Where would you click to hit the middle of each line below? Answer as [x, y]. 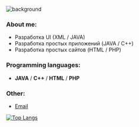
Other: [16, 93]
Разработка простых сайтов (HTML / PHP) [68, 50]
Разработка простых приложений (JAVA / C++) [74, 44]
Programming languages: [43, 65]
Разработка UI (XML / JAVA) [50, 37]
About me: [22, 24]
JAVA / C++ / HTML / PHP [47, 78]
